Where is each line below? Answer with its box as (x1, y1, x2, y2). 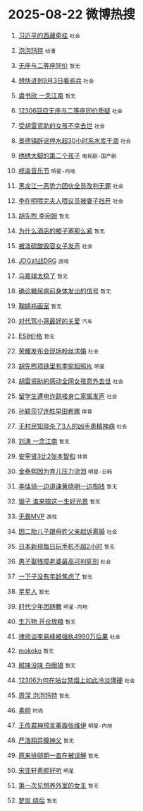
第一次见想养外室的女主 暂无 (18, 781, 99, 789)
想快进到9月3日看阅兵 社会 (18, 76, 94, 85)
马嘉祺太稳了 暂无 (18, 272, 68, 280)
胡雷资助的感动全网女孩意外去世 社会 (18, 376, 124, 385)
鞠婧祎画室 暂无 (18, 301, 62, 310)
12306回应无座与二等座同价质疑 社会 (18, 106, 123, 115)
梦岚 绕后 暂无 (18, 796, 58, 805)
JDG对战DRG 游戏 (18, 256, 69, 265)
